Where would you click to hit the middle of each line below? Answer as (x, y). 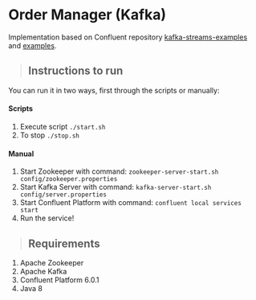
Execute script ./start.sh (63, 126)
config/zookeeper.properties (69, 179)
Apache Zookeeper (52, 262)
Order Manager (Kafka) (87, 15)
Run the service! (47, 218)
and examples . (33, 45)
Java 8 (31, 288)
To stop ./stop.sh (50, 135)
